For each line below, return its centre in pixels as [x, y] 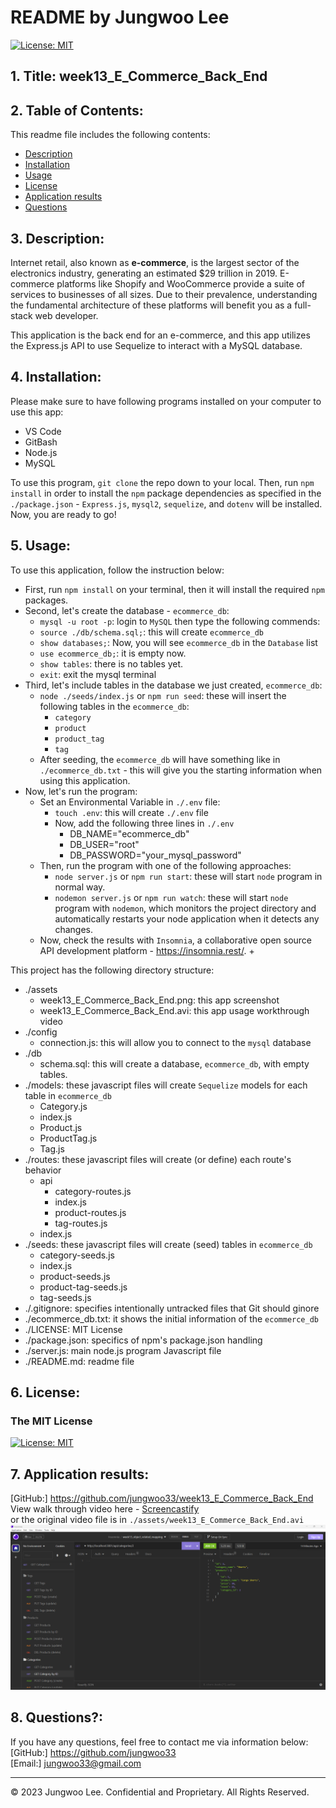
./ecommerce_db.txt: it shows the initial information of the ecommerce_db [171, 1318]
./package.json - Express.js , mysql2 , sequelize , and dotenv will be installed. [166, 503]
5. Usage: [41, 546]
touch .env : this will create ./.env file [131, 812]
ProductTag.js [68, 1138]
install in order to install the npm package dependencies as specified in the [166, 493]
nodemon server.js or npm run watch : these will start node [171, 897]
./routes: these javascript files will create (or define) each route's [158, 1159]
